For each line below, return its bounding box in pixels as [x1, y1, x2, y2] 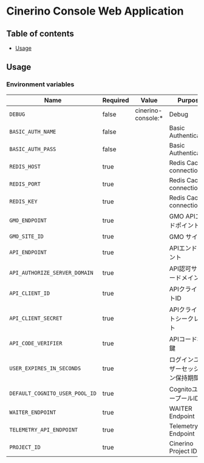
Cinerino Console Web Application [6, 4, 184, 18]
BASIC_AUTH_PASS [9, 146, 56, 152]
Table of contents [6, 29, 74, 39]
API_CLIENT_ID [9, 289, 50, 297]
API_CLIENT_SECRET [9, 314, 63, 322]
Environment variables [6, 80, 75, 89]
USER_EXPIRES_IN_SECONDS [9, 365, 81, 371]
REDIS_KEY [9, 198, 38, 204]
